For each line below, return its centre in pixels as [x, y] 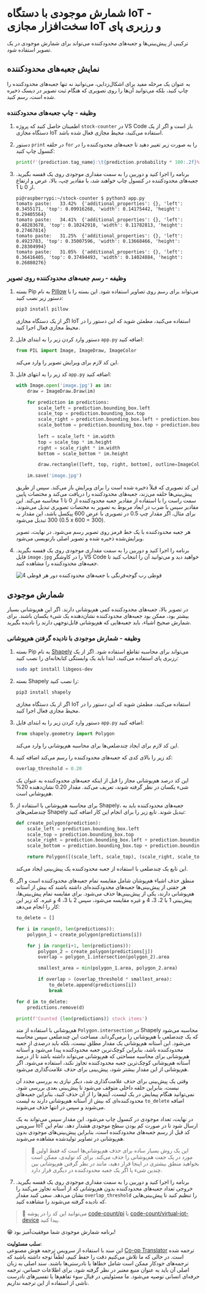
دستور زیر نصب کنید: [39, 298]
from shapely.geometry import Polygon [65, 734]
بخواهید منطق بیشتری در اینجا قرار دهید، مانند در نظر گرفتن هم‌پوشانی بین [115, 1164]
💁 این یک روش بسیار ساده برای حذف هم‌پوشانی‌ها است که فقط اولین [110, 1151]
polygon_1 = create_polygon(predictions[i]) [85, 935]
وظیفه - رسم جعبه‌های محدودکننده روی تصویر [67, 278]
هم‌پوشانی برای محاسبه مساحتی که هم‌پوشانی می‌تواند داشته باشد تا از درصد [102, 1056]
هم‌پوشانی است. [35, 793]
